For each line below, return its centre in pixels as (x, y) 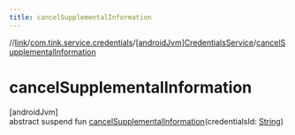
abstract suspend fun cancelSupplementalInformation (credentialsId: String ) (147, 121)
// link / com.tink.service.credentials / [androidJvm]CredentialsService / (133, 42)
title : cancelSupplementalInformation (80, 17)
